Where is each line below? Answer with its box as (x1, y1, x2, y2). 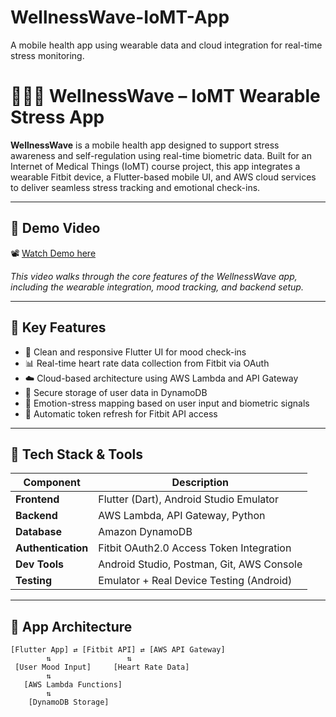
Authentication (15, 541, 89, 555)
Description (171, 476, 229, 490)
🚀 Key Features (10, 319, 107, 336)
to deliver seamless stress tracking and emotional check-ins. (10, 181, 261, 193)
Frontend (15, 492, 60, 506)
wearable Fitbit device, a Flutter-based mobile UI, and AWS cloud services (10, 171, 317, 183)
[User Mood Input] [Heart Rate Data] (14, 662, 190, 673)
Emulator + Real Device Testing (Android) (98, 574, 293, 588)
